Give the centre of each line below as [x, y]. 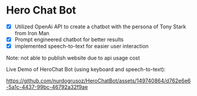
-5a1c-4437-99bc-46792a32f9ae [47, 87]
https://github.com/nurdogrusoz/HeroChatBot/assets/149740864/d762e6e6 [98, 81]
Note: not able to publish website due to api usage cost [73, 58]
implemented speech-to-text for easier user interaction [82, 46]
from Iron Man [32, 33]
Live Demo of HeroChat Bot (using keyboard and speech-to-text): [86, 69]
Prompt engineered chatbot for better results [69, 39]
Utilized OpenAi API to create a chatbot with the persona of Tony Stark [100, 27]
